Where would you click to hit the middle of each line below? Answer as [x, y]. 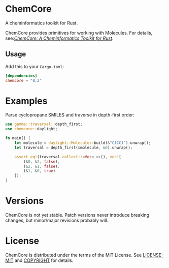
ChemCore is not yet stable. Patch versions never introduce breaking [77, 215]
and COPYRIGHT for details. [44, 260]
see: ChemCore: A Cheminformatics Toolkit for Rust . [59, 38]
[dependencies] [21, 76]
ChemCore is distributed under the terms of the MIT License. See [74, 255]
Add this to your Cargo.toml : [35, 66]
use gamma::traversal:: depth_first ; [44, 124]
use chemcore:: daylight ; [31, 129]
